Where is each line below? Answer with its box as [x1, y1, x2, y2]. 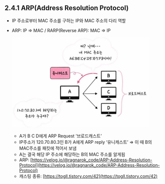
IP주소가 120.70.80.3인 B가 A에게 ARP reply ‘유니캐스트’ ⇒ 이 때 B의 [19, 139, 152, 145]
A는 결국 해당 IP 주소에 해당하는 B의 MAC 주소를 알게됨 [19, 151, 126, 157]
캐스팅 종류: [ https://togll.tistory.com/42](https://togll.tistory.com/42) [19, 173, 158, 179]
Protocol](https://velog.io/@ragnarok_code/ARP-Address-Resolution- [19, 162, 160, 168]
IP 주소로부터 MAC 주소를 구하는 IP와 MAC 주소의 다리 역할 [11, 17, 126, 24]
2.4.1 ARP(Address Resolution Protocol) [4, 4, 129, 12]
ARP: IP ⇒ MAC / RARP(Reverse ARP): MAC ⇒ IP [11, 27, 111, 33]
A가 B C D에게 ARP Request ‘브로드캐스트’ [19, 133, 102, 139]
